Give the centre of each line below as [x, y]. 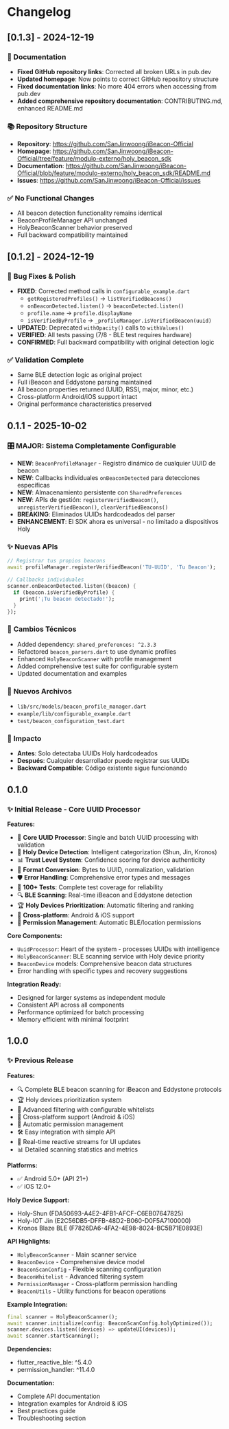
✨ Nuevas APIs [33, 547]
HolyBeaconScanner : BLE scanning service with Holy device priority [111, 957]
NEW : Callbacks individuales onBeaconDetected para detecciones [108, 478]
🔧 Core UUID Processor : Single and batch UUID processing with [108, 838]
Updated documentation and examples [72, 673]
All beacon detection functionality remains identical [89, 213]
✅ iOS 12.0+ [34, 1186]
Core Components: [35, 936]
